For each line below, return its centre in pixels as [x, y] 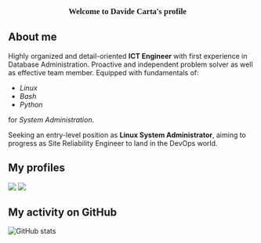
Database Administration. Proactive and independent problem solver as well [130, 64]
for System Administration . [51, 119]
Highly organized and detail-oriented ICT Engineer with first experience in [128, 56]
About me [33, 37]
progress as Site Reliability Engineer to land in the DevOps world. [113, 143]
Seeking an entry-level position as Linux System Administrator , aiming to [127, 135]
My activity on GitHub [63, 212]
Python [31, 104]
